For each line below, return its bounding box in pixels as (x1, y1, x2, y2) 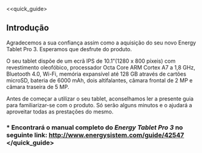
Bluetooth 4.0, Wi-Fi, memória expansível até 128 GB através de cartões (6, 70, 187, 77)
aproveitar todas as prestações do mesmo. (6, 108, 114, 115)
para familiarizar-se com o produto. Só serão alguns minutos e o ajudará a (6, 101, 193, 109)
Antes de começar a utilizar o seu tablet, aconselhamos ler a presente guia (6, 94, 193, 102)
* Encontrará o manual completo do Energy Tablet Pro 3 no (6, 123, 184, 132)
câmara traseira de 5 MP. (6, 83, 69, 90)
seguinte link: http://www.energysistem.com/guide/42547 (6, 130, 184, 139)
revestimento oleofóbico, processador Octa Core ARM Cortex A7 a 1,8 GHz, (6, 63, 196, 71)
